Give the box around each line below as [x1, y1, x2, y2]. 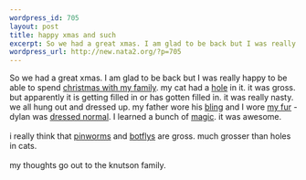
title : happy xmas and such [9, 30, 117, 39]
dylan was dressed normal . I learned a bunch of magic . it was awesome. [9, 111, 282, 122]
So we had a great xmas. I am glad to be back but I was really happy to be [9, 72, 288, 83]
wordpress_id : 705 [9, 13, 79, 23]
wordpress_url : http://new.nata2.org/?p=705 [9, 48, 182, 57]
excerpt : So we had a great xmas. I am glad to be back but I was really [9, 38, 297, 48]
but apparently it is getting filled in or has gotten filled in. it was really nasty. [9, 92, 294, 103]
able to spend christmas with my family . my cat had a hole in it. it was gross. [9, 82, 296, 93]
